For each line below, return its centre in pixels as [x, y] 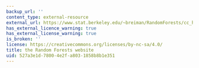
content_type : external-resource [47, 17]
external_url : [24, 22]
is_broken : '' [24, 39]
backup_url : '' [25, 12]
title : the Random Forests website [50, 50]
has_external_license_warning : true [51, 34]
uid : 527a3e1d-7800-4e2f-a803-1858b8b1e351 [61, 56]
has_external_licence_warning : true [51, 28]
